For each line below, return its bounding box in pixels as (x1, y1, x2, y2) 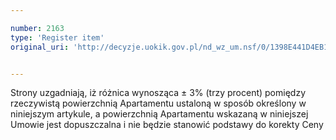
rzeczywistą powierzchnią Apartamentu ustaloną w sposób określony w (10, 97, 307, 110)
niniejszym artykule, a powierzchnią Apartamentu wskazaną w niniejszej (10, 108, 309, 120)
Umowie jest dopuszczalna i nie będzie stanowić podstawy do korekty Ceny (10, 119, 324, 131)
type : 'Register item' (10, 32, 105, 43)
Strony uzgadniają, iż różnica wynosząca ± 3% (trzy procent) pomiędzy (10, 87, 307, 99)
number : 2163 (10, 23, 65, 33)
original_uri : (10, 42, 70, 52)
